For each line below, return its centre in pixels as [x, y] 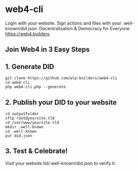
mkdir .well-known [24, 127]
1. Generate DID [29, 66]
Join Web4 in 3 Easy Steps [47, 49]
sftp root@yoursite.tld [30, 118]
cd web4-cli [17, 83]
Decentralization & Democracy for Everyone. [85, 28]
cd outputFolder [22, 114]
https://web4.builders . [28, 34]
